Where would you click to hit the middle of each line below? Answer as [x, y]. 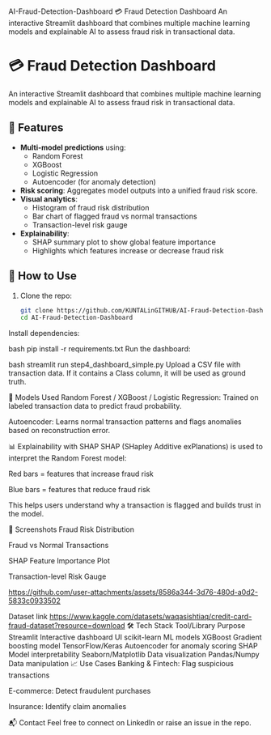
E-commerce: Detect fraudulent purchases [80, 691]
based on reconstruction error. [59, 431]
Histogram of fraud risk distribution [91, 207]
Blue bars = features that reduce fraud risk [79, 490]
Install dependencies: [44, 334]
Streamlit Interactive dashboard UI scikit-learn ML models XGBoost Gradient [135, 637]
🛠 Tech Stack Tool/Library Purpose [186, 626]
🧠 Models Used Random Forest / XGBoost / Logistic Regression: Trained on [133, 397]
